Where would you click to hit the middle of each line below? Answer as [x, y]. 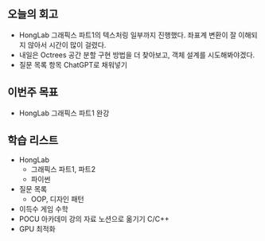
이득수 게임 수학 [43, 209]
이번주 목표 [33, 93]
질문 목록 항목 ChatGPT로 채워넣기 [73, 64]
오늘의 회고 [33, 14]
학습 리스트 [33, 140]
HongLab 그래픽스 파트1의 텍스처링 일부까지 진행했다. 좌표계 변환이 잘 [127, 35]
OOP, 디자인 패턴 [57, 199]
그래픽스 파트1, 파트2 [63, 169]
